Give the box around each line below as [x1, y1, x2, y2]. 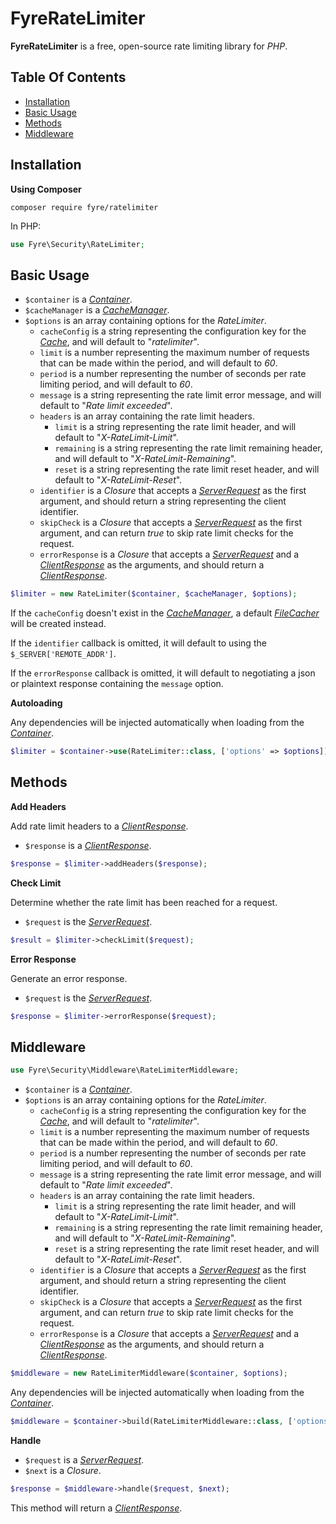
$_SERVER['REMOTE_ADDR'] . [10, 648, 117, 660]
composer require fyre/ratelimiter [10, 202, 159, 212]
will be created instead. [10, 618, 107, 630]
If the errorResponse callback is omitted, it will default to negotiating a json [10, 667, 316, 679]
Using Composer [10, 183, 82, 195]
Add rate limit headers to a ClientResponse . [10, 820, 189, 832]
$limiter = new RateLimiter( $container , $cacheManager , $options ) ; [10, 589, 298, 599]
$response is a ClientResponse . [24, 839, 152, 851]
